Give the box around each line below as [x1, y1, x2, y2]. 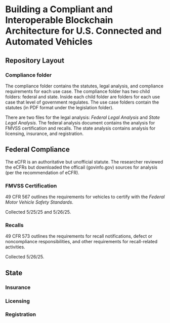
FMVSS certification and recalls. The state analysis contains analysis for [5, 125, 156, 131]
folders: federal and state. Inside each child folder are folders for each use [5, 93, 160, 100]
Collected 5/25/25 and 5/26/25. [5, 209, 71, 215]
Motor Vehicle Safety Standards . [5, 199, 73, 205]
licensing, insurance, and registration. [5, 131, 84, 137]
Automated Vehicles [5, 36, 93, 48]
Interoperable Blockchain [5, 14, 113, 26]
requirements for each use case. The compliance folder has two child [5, 88, 150, 94]
